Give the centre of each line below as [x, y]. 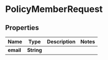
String [34, 50]
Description [61, 42]
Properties [22, 28]
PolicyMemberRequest [54, 9]
